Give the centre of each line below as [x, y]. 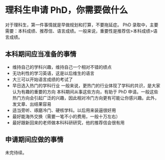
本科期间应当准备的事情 [41, 54]
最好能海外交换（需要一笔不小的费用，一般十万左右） [66, 116]
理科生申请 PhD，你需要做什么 [66, 10]
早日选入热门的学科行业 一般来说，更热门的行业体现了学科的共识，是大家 [86, 85]
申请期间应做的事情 [34, 140]
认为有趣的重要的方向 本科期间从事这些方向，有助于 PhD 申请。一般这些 [85, 91]
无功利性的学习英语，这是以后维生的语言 [53, 73]
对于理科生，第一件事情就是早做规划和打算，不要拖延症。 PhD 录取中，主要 [82, 25]
